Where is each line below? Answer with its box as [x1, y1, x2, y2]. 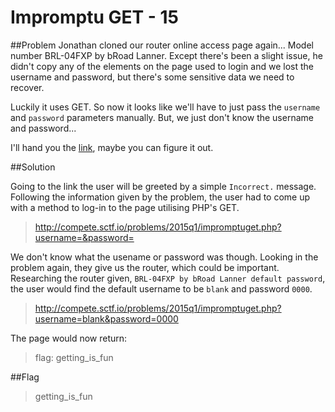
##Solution [10, 161, 56, 173]
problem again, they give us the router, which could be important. [10, 261, 280, 273]
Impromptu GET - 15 [10, 6, 180, 29]
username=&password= [34, 231, 135, 243]
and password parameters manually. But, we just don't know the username [10, 111, 314, 123]
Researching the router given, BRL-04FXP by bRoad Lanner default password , [10, 272, 326, 284]
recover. [10, 81, 45, 93]
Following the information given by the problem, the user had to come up [10, 191, 311, 203]
